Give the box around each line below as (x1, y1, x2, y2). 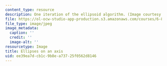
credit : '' (9, 35, 32, 40)
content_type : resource (5, 7, 55, 12)
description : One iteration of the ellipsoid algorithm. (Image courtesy (5, 12, 162, 17)
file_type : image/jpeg (5, 21, 52, 26)
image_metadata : (5, 26, 39, 31)
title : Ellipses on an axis (5, 49, 64, 54)
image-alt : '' (9, 40, 39, 45)
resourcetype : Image (5, 44, 48, 49)
